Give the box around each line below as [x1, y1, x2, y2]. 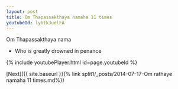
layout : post [6, 8, 38, 15]
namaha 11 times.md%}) [6, 77, 65, 84]
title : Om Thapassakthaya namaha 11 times [6, 14, 112, 20]
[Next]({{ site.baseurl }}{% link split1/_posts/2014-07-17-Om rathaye [6, 71, 173, 78]
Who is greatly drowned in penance [14, 47, 102, 55]
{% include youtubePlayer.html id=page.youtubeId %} [6, 59, 138, 66]
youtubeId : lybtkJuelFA [6, 20, 65, 26]
